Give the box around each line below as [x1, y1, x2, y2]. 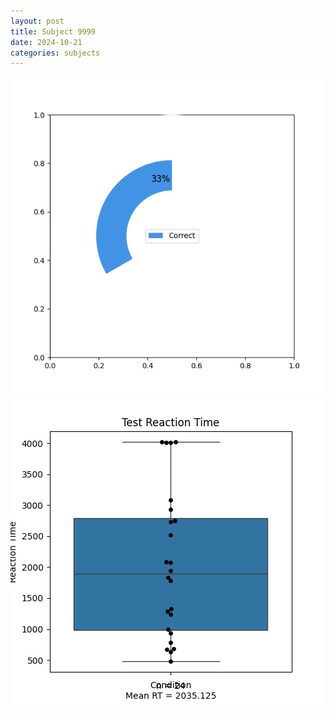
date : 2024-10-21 [10, 37, 83, 47]
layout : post [10, 16, 65, 26]
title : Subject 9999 [10, 26, 97, 37]
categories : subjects [10, 48, 101, 58]
